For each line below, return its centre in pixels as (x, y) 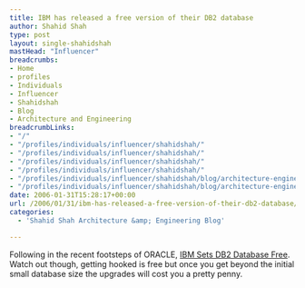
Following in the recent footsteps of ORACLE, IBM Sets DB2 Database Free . (150, 254)
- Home (22, 69)
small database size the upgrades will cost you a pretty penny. (126, 273)
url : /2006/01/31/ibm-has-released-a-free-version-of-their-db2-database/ (154, 204)
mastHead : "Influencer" (54, 52)
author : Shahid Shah (49, 26)
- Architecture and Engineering (70, 119)
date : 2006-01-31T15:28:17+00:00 (73, 195)
